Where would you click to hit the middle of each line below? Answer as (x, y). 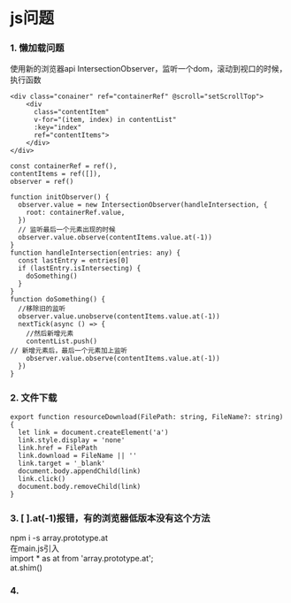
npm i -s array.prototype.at (59, 538)
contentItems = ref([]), (56, 174)
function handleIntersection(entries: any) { (95, 253)
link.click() (42, 478)
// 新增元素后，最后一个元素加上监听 (69, 351)
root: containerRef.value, (76, 213)
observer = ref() (42, 182)
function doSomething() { (57, 300)
